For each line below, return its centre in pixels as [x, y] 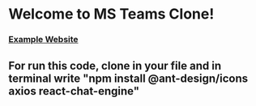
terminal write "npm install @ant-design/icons [128, 78]
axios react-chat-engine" [74, 91]
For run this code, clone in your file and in [115, 66]
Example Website [43, 40]
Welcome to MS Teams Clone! [111, 14]
